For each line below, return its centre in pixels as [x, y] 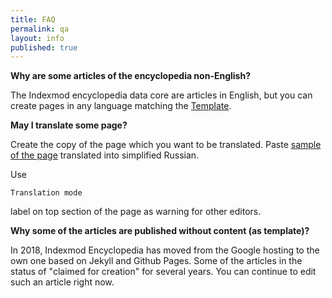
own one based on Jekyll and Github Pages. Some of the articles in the [156, 261]
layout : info [37, 38]
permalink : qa [40, 29]
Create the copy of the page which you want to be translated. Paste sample [166, 145]
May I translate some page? [69, 125]
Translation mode [46, 193]
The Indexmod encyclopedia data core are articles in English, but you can [161, 95]
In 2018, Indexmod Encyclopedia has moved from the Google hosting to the [165, 250]
